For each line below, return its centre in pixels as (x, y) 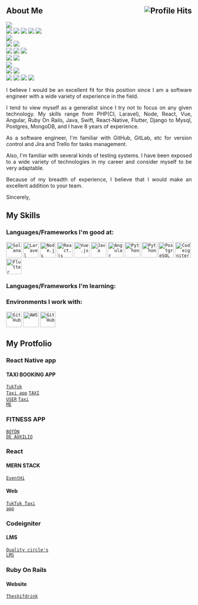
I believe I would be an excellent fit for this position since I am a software (99, 90)
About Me (24, 11)
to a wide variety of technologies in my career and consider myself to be (99, 161)
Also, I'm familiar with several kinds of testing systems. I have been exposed (99, 155)
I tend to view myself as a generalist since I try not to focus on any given (99, 107)
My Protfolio (29, 344)
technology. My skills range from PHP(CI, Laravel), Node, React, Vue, (99, 114)
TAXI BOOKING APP (31, 374)
